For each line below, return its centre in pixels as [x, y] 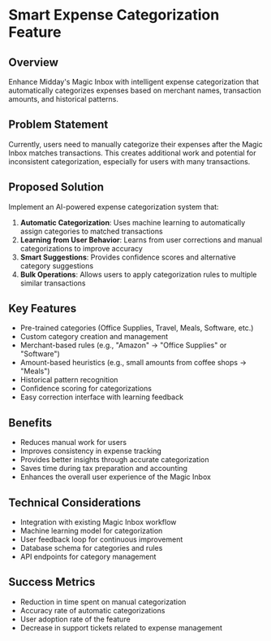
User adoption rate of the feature [75, 619]
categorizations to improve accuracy [82, 248]
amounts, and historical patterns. [64, 99]
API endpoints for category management [88, 557]
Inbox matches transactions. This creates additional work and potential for [133, 153]
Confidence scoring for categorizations [86, 389]
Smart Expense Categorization [114, 15]
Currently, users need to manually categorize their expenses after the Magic [136, 144]
